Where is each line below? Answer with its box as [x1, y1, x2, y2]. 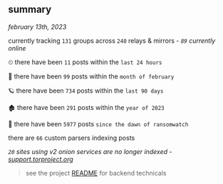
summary [8, 4, 52, 16]
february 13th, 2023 [8, 22, 67, 31]
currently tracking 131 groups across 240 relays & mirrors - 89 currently [8, 36, 216, 45]
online [8, 44, 26, 52]
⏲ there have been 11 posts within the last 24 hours [8, 58, 162, 66]
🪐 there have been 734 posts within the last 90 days [8, 86, 164, 95]
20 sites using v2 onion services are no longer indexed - [8, 147, 172, 155]
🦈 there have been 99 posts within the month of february [8, 72, 175, 81]
